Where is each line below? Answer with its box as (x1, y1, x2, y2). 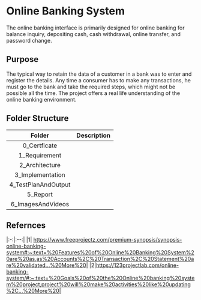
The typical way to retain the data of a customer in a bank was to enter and (6, 70, 192, 78)
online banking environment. (6, 96, 77, 103)
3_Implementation (14, 170, 65, 179)
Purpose (6, 54, 39, 64)
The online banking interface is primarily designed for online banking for (6, 24, 185, 31)
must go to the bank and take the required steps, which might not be (6, 83, 176, 90)
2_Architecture (19, 161, 61, 169)
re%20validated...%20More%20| (6, 262, 88, 269)
